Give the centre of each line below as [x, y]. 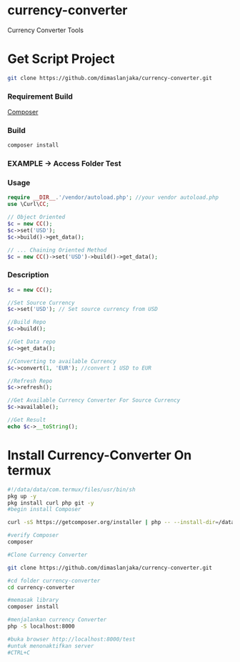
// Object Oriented [36, 217]
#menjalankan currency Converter [57, 620]
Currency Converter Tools [46, 30]
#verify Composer [33, 535]
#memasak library [33, 600]
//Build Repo [27, 322]
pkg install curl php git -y [51, 503]
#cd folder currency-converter [54, 581]
